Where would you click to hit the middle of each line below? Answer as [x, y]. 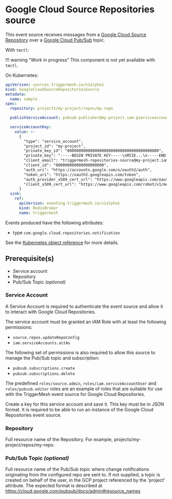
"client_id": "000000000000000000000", [66, 165]
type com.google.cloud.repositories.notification [66, 232]
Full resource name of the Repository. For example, [59, 440]
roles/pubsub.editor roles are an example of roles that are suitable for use [84, 389]
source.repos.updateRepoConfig [46, 337]
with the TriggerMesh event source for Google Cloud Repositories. [75, 394]
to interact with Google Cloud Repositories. [51, 312]
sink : [16, 194]
